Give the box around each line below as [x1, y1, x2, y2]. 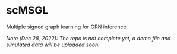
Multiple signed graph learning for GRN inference [6, 23, 127, 30]
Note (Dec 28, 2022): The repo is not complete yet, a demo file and [6, 34, 171, 42]
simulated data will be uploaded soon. [6, 41, 100, 48]
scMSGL [6, 4, 49, 17]
